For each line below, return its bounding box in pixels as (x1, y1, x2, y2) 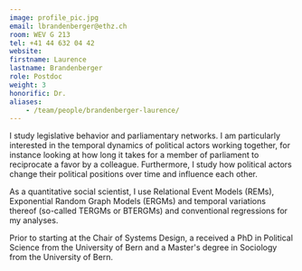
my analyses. (9, 215, 59, 226)
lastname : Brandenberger (9, 64, 103, 73)
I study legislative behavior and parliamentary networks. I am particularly (9, 130, 281, 141)
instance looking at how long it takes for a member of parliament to (9, 150, 260, 161)
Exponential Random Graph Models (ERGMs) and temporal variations (9, 196, 267, 207)
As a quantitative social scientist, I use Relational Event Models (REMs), (9, 186, 275, 197)
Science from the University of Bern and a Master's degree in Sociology (9, 242, 278, 253)
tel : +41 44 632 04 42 (9, 38, 95, 48)
